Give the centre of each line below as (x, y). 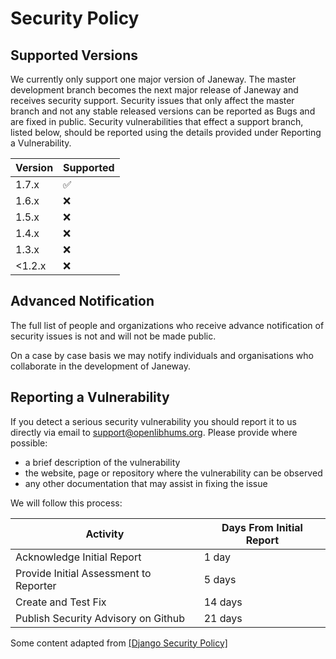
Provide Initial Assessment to (83, 573)
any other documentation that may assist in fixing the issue (146, 483)
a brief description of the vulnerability (102, 462)
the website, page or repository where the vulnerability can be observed (173, 473)
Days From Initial (262, 527)
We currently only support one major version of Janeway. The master (153, 79)
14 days (223, 602)
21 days (223, 618)
